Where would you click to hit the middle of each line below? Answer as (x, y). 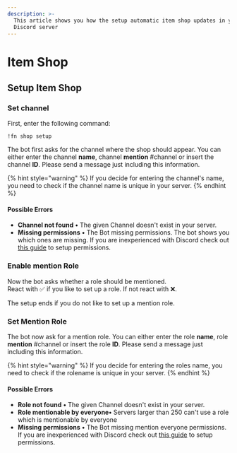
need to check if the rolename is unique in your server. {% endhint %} (109, 373)
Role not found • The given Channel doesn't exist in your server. (111, 405)
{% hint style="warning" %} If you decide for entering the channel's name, (116, 178)
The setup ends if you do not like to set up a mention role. (91, 303)
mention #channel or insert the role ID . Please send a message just (105, 344)
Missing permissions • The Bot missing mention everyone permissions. (122, 428)
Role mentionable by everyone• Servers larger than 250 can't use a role (123, 412)
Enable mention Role (43, 266)
